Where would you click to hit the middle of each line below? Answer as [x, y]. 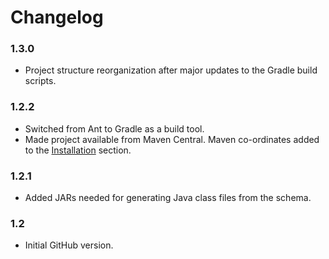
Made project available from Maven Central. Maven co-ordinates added [172, 139]
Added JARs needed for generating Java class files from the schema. [168, 198]
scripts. [40, 81]
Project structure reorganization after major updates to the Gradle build [171, 70]
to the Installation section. [78, 150]
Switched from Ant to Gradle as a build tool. [114, 128]
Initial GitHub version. [69, 245]
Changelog [57, 17]
